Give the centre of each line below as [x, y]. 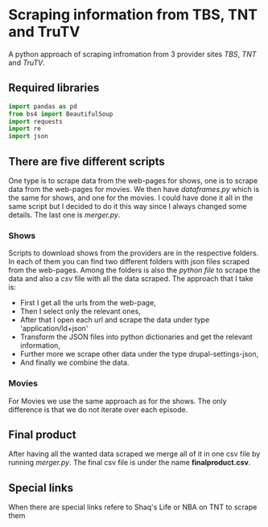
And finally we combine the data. [74, 362]
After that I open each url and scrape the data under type [115, 320]
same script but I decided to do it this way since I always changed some [128, 206]
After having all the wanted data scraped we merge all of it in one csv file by [134, 454]
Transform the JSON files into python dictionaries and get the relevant [136, 337]
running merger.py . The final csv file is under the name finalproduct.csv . [130, 463]
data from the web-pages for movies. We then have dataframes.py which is [134, 189]
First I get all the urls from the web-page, [88, 303]
